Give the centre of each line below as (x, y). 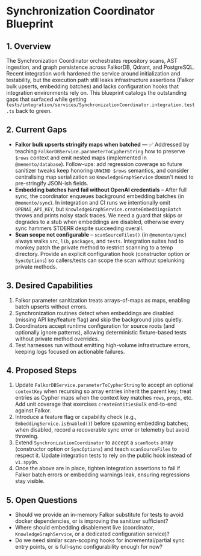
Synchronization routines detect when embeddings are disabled (94, 313)
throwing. (27, 436)
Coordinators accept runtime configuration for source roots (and (95, 326)
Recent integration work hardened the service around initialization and (93, 73)
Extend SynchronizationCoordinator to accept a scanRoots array (94, 443)
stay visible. (30, 481)
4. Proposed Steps (42, 370)
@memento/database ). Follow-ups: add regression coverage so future (98, 164)
